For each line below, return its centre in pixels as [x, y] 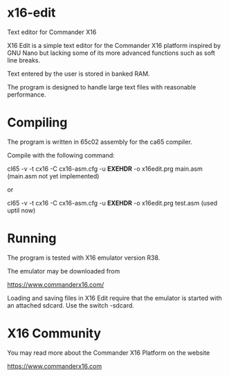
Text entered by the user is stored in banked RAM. [79, 74]
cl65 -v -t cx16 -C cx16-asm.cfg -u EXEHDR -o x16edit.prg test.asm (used [112, 203]
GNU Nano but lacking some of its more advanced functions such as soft [111, 53]
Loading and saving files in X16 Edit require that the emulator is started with [115, 298]
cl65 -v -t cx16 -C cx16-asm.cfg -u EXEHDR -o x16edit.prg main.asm [105, 169]
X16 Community [54, 333]
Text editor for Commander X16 [52, 32]
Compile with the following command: [61, 155]
